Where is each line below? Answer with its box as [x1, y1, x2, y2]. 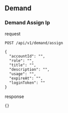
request [4, 30, 21, 37]
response [4, 93, 24, 99]
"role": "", [9, 58, 34, 63]
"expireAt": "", [9, 76, 43, 81]
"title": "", [9, 63, 36, 68]
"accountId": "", [9, 53, 45, 59]
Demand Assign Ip [4, 19, 50, 26]
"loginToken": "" [9, 80, 45, 85]
